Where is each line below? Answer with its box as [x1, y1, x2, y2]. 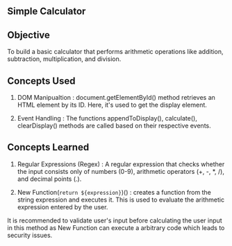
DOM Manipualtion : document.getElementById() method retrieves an [17, 94, 215, 102]
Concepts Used [7, 75, 76, 87]
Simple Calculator [7, 6, 86, 17]
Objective [7, 29, 51, 41]
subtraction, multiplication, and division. [7, 55, 122, 63]
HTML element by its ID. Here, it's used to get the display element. [17, 100, 207, 109]
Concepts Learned [7, 141, 90, 153]
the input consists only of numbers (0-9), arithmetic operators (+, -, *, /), [17, 167, 224, 175]
